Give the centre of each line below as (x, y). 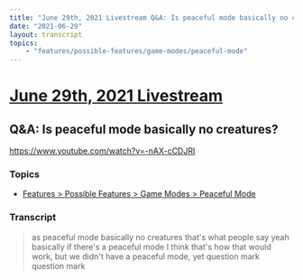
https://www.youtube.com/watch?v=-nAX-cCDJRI (102, 151)
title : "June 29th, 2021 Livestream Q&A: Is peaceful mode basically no (149, 18)
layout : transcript (46, 34)
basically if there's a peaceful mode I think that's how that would (151, 247)
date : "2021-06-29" (46, 26)
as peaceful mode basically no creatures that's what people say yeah (161, 237)
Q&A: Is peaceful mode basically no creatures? (144, 129)
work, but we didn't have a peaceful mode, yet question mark (145, 256)
